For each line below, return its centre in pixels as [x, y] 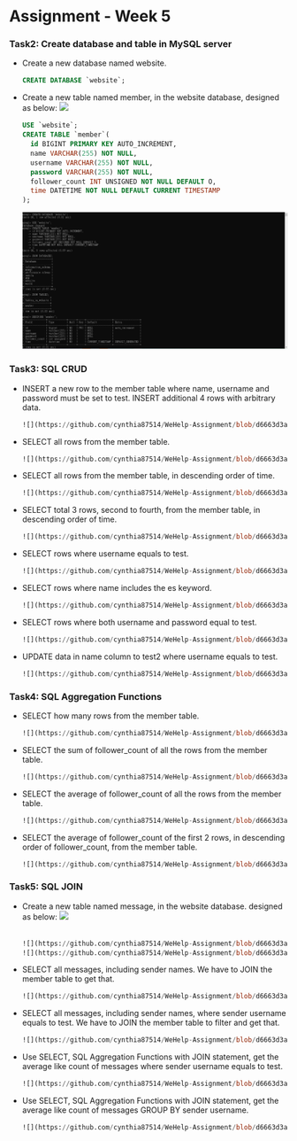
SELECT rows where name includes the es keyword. [117, 588]
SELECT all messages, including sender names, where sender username [154, 1013]
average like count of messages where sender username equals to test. [152, 1067]
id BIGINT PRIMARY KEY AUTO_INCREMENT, [104, 144]
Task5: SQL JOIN [46, 887]
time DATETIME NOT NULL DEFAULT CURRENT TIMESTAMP [126, 191]
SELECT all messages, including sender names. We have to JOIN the [147, 970]
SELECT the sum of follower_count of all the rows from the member [145, 749]
